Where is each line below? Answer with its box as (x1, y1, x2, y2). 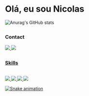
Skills (5, 59, 18, 66)
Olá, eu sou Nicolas (5, 3, 85, 15)
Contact (5, 34, 25, 40)
